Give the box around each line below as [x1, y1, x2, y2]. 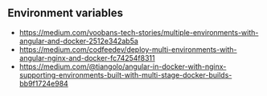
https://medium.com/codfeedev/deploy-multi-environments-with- [18, 44, 238, 54]
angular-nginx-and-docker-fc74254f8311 [18, 53, 155, 62]
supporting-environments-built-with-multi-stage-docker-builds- [18, 70, 232, 79]
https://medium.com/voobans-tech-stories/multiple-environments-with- [18, 27, 259, 37]
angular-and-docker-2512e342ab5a [18, 36, 138, 46]
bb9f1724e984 [18, 78, 69, 88]
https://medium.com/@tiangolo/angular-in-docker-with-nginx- [18, 62, 227, 71]
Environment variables [7, 6, 124, 20]
